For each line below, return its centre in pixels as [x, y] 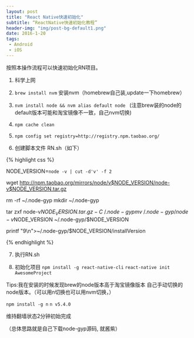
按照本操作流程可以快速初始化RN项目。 [53, 67]
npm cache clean [34, 124]
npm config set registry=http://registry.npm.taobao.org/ [87, 136]
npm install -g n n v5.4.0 [39, 304]
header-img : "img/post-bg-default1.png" [56, 28]
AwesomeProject [33, 273]
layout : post [22, 12]
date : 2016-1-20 [26, 34]
